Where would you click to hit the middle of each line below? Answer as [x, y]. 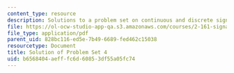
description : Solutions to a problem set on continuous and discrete [110, 20]
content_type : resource [42, 14]
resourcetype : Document [42, 46]
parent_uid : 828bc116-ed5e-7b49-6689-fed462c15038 [82, 40]
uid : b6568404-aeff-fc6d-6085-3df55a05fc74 [71, 59]
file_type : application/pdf [48, 33]
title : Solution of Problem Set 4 [57, 53]
